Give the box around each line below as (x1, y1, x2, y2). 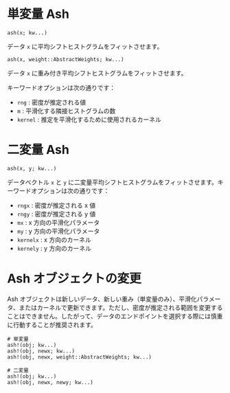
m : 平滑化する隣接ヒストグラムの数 (16, 106, 116, 115)
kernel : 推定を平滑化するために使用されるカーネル (16, 115, 161, 124)
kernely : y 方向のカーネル (16, 244, 91, 252)
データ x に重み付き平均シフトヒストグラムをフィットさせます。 (7, 69, 187, 77)
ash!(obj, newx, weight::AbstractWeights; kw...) (7, 353, 152, 361)
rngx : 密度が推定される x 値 (16, 201, 96, 210)
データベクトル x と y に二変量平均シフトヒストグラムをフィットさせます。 (7, 178, 218, 186)
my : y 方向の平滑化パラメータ (16, 227, 100, 235)
